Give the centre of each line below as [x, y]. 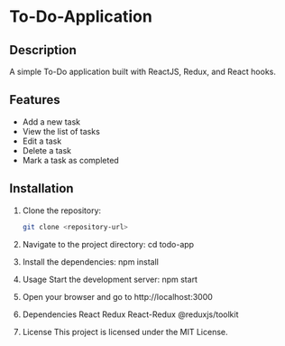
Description [43, 50]
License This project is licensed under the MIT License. [125, 332]
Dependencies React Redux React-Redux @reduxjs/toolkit [130, 314]
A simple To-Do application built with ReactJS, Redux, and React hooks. [143, 71]
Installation [41, 188]
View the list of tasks [61, 131]
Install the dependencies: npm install [91, 262]
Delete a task [47, 150]
